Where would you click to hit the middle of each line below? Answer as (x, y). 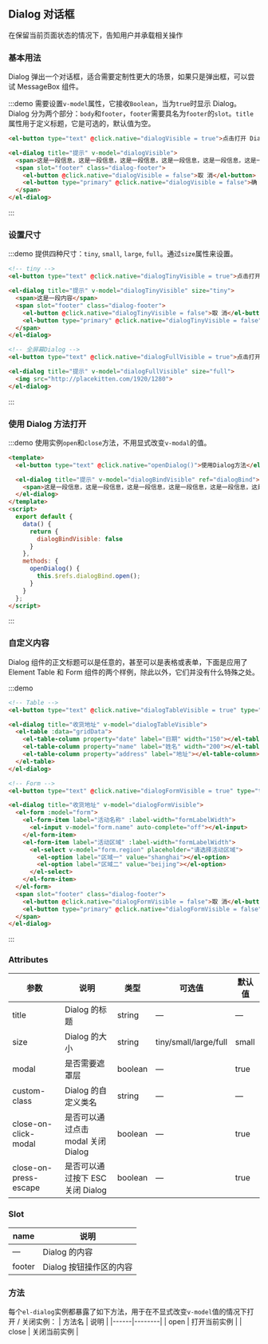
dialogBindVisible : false (80, 539)
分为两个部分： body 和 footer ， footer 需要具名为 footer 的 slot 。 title (142, 113)
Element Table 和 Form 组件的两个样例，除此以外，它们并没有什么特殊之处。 (134, 672)
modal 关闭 (85, 1141)
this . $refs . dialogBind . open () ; (89, 576)
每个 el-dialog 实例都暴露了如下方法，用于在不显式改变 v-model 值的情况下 (128, 1312)
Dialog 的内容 (68, 1251)
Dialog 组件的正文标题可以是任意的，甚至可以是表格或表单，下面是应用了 (128, 662)
